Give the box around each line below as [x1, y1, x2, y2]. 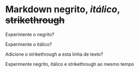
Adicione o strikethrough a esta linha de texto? [5, 51, 103, 57]
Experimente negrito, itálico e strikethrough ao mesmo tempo [5, 61, 134, 67]
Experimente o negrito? [5, 31, 55, 37]
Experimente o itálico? [5, 41, 52, 47]
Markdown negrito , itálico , [5, 4, 120, 15]
